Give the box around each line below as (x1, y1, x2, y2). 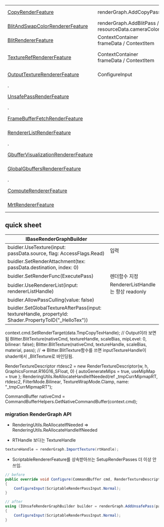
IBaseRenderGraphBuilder (25, 235, 87, 242)
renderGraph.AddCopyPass (97, 9, 161, 15)
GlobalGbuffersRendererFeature (7, 165, 82, 172)
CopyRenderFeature (7, 9, 54, 15)
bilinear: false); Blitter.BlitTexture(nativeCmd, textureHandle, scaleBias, (5, 341, 147, 347)
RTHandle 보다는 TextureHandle (12, 437, 76, 443)
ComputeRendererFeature (7, 187, 67, 194)
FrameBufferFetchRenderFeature (7, 115, 83, 122)
